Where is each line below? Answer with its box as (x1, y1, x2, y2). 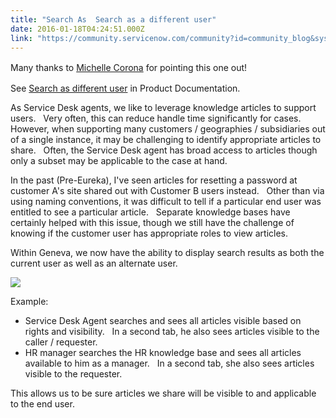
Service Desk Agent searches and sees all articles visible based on (24, 315, 302, 327)
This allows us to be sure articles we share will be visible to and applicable (10, 387, 317, 400)
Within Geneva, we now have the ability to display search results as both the (10, 247, 325, 259)
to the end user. (10, 398, 75, 410)
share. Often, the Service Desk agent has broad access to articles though (10, 144, 318, 156)
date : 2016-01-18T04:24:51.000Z (10, 24, 145, 34)
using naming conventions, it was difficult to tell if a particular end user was (10, 196, 322, 208)
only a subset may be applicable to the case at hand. (10, 155, 228, 167)
